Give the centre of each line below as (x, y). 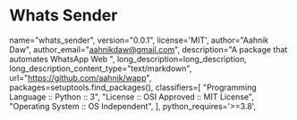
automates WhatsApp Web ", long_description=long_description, (128, 59)
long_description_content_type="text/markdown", (101, 68)
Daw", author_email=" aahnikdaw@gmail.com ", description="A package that (148, 49)
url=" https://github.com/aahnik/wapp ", (81, 77)
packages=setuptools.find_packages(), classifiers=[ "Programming (133, 87)
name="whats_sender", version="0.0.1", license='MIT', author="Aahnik (139, 40)
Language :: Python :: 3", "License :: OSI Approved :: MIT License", (132, 96)
